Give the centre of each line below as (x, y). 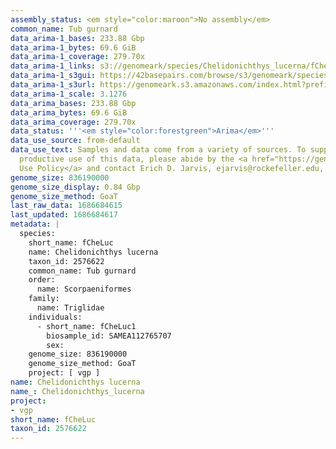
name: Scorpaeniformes (84, 289)
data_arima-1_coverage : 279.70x (77, 57)
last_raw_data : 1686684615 (66, 206)
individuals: (55, 317)
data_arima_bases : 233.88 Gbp (73, 103)
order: (42, 280)
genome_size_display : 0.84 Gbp (75, 187)
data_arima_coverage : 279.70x (73, 122)
